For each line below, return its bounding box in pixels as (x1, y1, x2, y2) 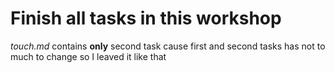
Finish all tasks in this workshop (10, 7, 282, 30)
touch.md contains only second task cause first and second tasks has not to (10, 40, 326, 52)
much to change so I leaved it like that (10, 50, 167, 62)
